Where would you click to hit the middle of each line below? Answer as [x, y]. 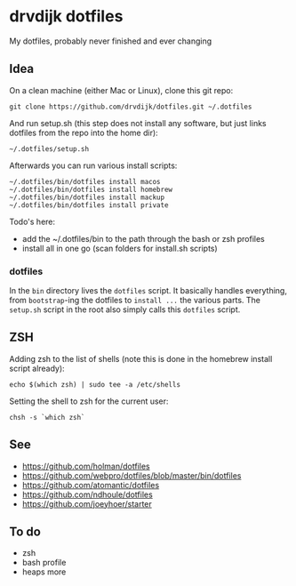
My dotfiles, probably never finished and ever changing [111, 41]
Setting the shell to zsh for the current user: [89, 401]
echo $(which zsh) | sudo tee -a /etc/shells [95, 384]
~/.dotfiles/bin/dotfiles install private [89, 205]
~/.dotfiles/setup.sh [49, 149]
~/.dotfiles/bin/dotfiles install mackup [87, 197]
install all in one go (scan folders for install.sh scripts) [120, 248]
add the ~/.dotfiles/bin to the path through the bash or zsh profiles [143, 238]
